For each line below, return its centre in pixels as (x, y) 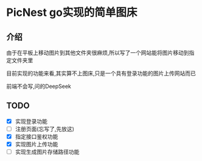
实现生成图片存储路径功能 (47, 152)
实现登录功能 (31, 121)
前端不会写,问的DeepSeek (39, 86)
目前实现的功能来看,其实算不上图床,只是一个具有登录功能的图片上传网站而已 (101, 73)
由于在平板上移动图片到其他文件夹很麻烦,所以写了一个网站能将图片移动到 (98, 53)
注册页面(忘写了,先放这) (45, 129)
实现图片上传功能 (37, 144)
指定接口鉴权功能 (37, 136)
